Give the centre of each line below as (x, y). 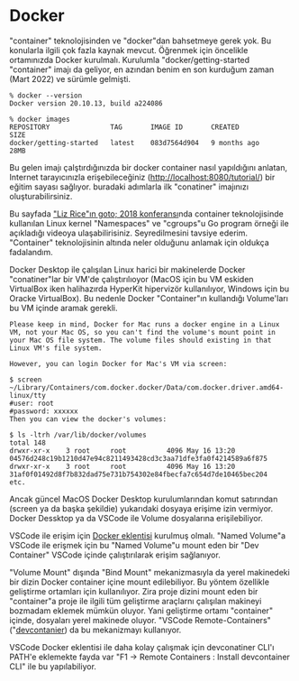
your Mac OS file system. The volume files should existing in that (140, 340)
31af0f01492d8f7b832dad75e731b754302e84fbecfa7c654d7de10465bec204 (139, 474)
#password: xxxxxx (44, 411)
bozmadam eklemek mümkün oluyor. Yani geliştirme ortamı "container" (141, 611)
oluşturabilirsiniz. (41, 196)
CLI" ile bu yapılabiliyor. (53, 666)
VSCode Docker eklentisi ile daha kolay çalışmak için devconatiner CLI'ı (142, 647)
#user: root (32, 403)
